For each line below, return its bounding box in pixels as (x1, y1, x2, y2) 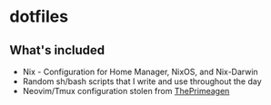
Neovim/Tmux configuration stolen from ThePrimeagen (22, 86, 230, 96)
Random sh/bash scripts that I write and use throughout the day (22, 76, 262, 87)
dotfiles (9, 6, 69, 27)
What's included (9, 43, 105, 58)
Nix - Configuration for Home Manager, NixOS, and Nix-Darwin (22, 66, 259, 77)
